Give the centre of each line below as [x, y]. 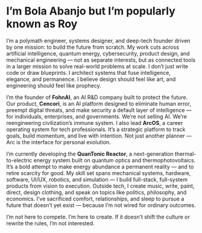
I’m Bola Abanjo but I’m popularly [91, 11]
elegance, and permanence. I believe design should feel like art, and [91, 79]
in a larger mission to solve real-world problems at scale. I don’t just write [97, 66]
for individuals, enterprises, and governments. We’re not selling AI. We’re [96, 116]
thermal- [185, 154]
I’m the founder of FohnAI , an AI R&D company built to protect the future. [97, 97]
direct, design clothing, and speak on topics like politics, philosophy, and [96, 192]
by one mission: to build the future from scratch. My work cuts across [93, 47]
